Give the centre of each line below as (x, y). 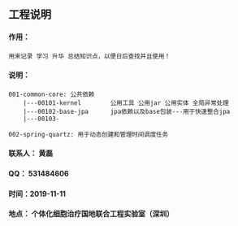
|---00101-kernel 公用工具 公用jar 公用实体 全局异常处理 (126, 103)
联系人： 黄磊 (31, 154)
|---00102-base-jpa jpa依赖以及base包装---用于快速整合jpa (127, 111)
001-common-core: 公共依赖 (52, 94)
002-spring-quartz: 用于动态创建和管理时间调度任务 (89, 134)
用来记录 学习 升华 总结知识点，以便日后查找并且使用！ (89, 56)
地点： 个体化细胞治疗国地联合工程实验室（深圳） (91, 214)
